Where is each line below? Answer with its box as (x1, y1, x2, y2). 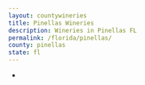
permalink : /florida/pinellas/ (8, 33, 112, 42)
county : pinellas (8, 41, 66, 49)
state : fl (8, 48, 41, 56)
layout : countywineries (8, 11, 88, 20)
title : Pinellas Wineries (8, 19, 94, 27)
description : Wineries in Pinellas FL (8, 26, 137, 34)
